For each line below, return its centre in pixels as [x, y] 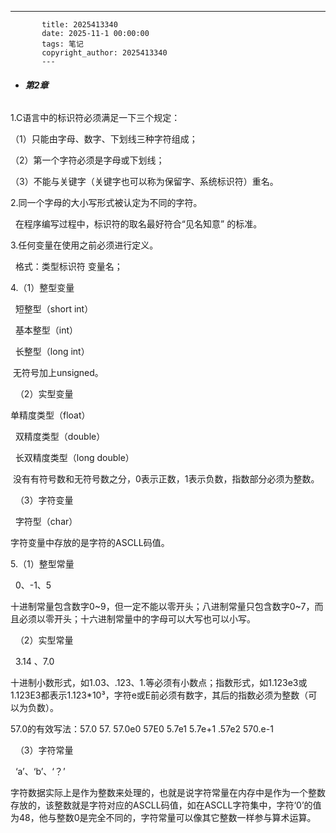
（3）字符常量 [44, 750]
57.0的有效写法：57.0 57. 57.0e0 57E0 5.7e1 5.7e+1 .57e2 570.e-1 [142, 729]
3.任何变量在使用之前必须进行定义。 [84, 245]
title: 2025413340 [79, 25]
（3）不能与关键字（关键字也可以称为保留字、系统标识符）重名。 [144, 182]
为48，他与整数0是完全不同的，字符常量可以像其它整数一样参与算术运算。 [163, 818]
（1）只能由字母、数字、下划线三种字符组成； [104, 139]
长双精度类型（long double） [74, 458]
